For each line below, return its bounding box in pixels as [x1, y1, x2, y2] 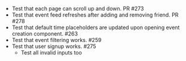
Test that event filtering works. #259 [11, 37, 102, 43]
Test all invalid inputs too [20, 49, 83, 56]
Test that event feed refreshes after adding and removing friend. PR [11, 11, 179, 18]
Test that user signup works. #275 [11, 43, 97, 50]
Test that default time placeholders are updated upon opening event [11, 24, 180, 31]
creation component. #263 [11, 30, 78, 37]
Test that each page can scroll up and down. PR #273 [11, 5, 144, 12]
